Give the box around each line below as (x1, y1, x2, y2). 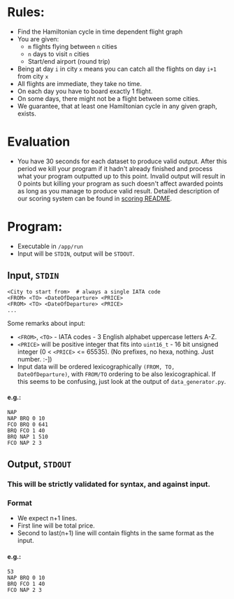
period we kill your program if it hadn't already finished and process (17, 164, 213, 172)
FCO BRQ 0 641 (7, 421, 49, 428)
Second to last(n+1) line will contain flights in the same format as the (17, 529, 214, 537)
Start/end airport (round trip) (27, 57, 110, 65)
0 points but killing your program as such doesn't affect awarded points (17, 179, 224, 188)
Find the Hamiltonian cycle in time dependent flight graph (17, 27, 183, 36)
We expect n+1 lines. (17, 514, 78, 523)
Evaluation (7, 134, 71, 150)
